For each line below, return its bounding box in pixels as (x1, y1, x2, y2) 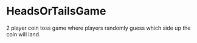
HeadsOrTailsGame (6, 4, 106, 18)
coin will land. (6, 30, 41, 38)
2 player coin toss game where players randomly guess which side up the (6, 24, 191, 31)
